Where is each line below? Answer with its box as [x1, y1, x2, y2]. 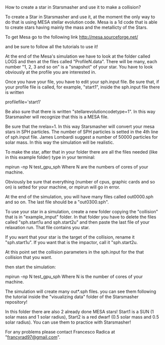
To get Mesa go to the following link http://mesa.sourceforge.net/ [5, 34, 138, 40]
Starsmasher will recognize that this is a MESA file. [5, 114, 109, 120]
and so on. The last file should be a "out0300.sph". [5, 199, 109, 205]
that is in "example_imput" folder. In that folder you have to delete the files [5, 214, 157, 220]
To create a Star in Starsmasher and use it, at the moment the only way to [5, 14, 155, 19]
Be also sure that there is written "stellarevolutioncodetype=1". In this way [5, 109, 156, 114]
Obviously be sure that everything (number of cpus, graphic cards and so [5, 179, 155, 184]
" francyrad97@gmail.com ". [5, 334, 60, 340]
